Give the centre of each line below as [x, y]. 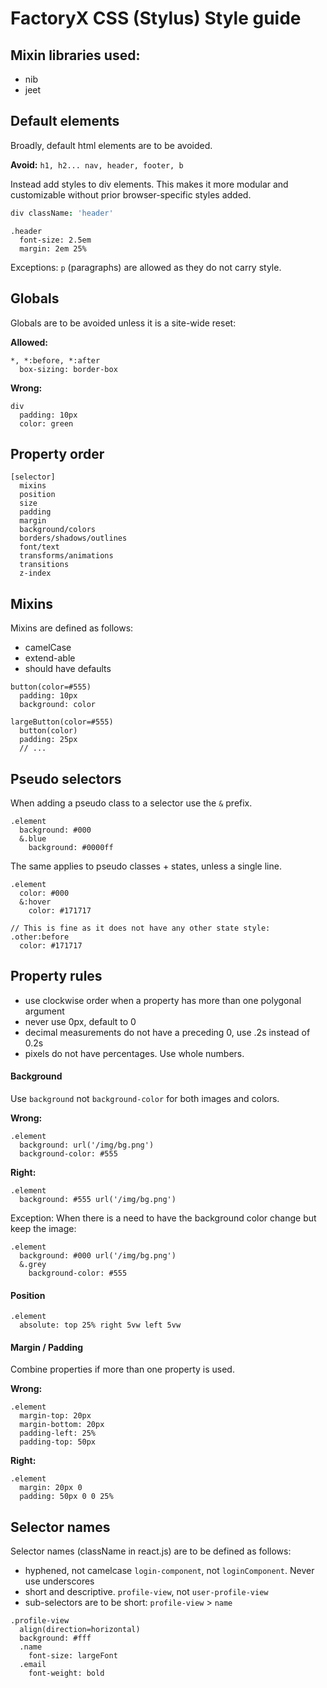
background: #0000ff [71, 847]
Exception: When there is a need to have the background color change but [163, 1218]
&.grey [33, 1264]
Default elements [65, 121]
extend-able [50, 658]
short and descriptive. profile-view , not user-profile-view [146, 1592]
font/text [39, 547]
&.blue [33, 838]
